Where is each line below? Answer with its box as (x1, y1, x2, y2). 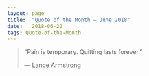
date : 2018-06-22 (7, 23, 63, 29)
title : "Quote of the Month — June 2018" (7, 16, 130, 23)
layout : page (7, 10, 45, 17)
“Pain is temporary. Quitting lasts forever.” (23, 48, 143, 56)
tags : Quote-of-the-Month (7, 29, 81, 36)
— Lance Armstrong (23, 61, 81, 69)
